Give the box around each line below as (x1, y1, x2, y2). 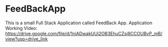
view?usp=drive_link (5, 36, 48, 42)
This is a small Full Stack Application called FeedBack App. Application (5, 20, 153, 26)
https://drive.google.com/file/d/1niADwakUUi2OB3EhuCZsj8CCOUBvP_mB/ (5, 30, 163, 36)
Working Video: (5, 25, 38, 31)
